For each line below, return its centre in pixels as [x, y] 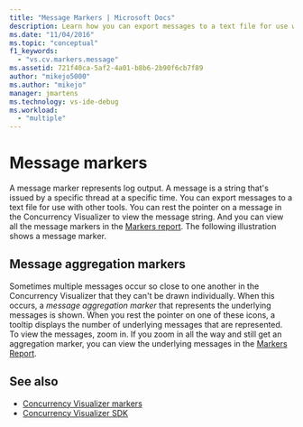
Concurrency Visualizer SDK [75, 413]
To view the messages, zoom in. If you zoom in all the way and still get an [146, 334]
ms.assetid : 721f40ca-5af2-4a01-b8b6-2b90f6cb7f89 [106, 69]
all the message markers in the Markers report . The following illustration [143, 227]
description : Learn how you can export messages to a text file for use [149, 26]
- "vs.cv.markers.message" [68, 60]
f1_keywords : [34, 51]
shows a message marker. [58, 237]
